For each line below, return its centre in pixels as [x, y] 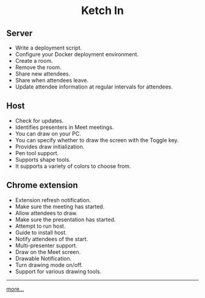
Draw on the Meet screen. [48, 252]
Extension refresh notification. [53, 200]
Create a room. [34, 61]
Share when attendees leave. [52, 80]
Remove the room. [38, 67]
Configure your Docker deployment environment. [77, 54]
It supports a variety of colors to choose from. [73, 166]
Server [20, 33]
